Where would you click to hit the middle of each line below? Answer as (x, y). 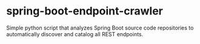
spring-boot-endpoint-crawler (85, 11)
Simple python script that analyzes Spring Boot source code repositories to (100, 28)
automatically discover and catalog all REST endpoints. (75, 34)
